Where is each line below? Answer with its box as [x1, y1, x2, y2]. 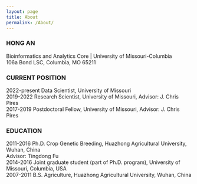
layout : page [6, 8, 38, 15]
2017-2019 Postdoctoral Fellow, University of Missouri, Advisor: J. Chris [6, 106, 180, 113]
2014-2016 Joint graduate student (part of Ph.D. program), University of [6, 159, 181, 166]
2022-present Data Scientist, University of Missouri [6, 87, 132, 94]
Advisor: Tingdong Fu [6, 153, 59, 160]
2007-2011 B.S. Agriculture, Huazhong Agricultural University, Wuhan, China [6, 172, 192, 179]
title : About [6, 14, 38, 20]
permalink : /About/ [6, 19, 54, 25]
